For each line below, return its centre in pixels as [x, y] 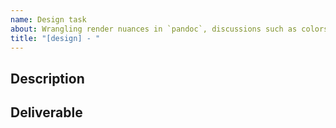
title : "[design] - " [55, 38]
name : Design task [48, 19]
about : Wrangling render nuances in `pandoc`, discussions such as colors [169, 29]
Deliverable [46, 112]
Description [47, 78]
